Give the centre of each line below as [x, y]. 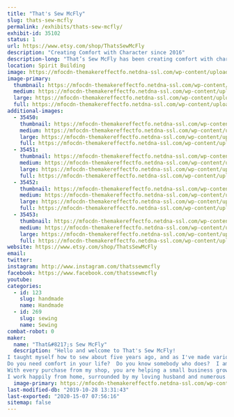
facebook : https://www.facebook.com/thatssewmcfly [82, 273]
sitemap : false [29, 403]
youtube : [20, 280]
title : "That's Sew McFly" [46, 14]
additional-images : [36, 111]
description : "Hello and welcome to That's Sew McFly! [95, 351]
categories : [24, 286]
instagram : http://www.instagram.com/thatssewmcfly [84, 266]
